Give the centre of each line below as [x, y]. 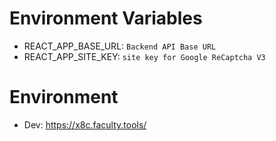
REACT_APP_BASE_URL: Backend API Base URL [120, 46]
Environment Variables [106, 18]
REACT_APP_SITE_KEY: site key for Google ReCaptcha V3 [144, 56]
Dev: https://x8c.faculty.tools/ [85, 124]
